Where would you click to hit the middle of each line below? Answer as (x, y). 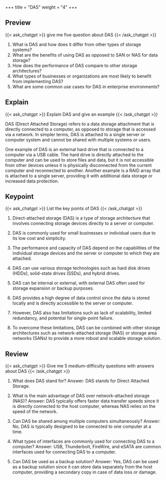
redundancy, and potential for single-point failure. (63, 318)
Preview (18, 23)
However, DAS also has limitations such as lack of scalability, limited (82, 313)
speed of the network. (35, 411)
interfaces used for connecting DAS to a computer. (64, 452)
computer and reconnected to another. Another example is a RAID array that (83, 170)
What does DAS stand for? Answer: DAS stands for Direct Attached (81, 381)
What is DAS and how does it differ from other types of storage (77, 44)
